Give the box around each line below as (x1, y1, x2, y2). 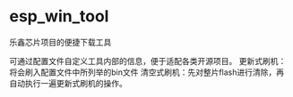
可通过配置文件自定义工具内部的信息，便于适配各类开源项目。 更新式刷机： (9, 55, 287, 66)
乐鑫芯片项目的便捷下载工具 (9, 36, 112, 47)
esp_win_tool (9, 6, 109, 27)
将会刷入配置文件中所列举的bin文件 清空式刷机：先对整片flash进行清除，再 (9, 67, 285, 77)
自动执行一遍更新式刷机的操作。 (9, 77, 127, 88)
